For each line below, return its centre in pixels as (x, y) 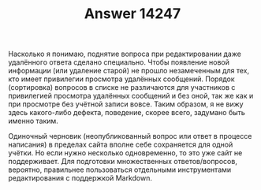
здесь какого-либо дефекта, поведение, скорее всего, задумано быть (127, 113)
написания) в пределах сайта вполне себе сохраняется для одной (121, 145)
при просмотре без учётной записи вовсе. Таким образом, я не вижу (126, 104)
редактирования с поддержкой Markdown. (80, 178)
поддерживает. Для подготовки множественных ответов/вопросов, (123, 162)
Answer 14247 (132, 14)
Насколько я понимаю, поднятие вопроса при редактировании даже (125, 54)
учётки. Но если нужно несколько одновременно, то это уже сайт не (125, 153)
